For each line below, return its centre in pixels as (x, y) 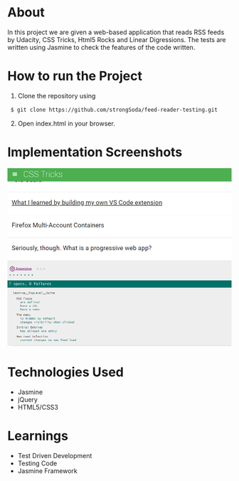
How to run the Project (75, 76)
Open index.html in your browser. (66, 123)
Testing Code (37, 463)
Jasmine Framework (47, 470)
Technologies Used (66, 372)
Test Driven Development (55, 455)
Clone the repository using (57, 95)
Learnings (38, 436)
